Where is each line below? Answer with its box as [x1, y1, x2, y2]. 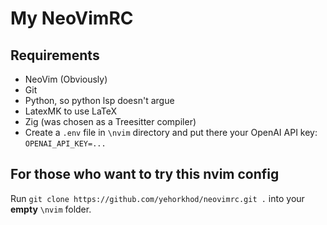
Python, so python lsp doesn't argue [24, 95, 175, 106]
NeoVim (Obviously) [24, 73, 108, 85]
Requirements [10, 47, 100, 64]
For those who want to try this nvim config [10, 166, 280, 183]
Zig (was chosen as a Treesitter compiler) [24, 116, 197, 127]
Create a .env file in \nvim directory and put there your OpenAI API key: [24, 127, 318, 138]
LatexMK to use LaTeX [24, 105, 118, 117]
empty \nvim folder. [10, 203, 92, 215]
